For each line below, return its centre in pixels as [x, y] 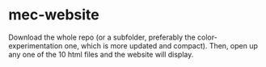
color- [207, 37]
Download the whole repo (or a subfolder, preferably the [102, 37]
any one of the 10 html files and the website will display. [101, 54]
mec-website [54, 15]
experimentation [36, 45]
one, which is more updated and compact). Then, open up [161, 45]
